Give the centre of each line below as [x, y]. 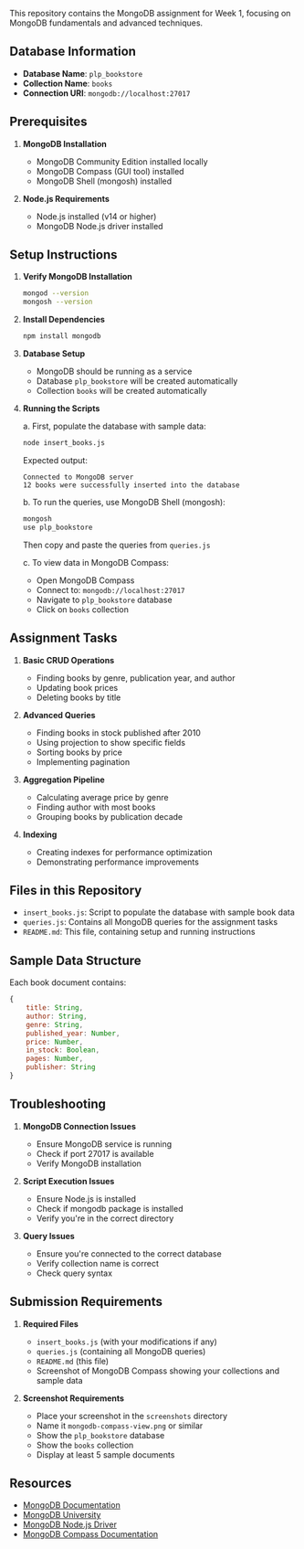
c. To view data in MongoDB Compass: [95, 562]
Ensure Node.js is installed [86, 1199]
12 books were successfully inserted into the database [131, 485]
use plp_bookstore [58, 527]
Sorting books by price [79, 752]
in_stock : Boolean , [63, 1050]
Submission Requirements [86, 1302]
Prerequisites [48, 122]
